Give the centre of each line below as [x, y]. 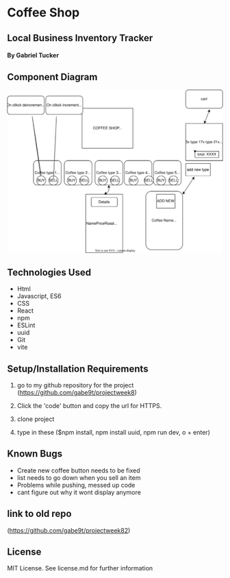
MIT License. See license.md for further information [80, 568]
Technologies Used [49, 272]
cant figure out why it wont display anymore [79, 492]
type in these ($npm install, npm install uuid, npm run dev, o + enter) [113, 433]
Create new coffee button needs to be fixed [78, 470]
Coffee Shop [43, 13]
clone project [36, 419]
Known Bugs [35, 454]
